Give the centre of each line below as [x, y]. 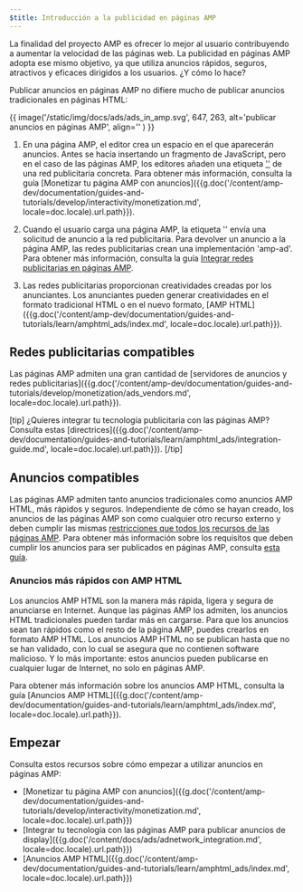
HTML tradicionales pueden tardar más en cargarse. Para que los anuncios [149, 619]
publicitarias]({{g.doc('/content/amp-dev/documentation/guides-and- [163, 384]
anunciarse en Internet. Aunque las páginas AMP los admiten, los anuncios [149, 610]
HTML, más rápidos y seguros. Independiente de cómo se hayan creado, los [151, 509]
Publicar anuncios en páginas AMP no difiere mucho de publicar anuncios [147, 90]
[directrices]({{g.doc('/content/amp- [135, 430]
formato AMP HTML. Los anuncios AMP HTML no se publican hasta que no [150, 638]
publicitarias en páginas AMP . [78, 267]
